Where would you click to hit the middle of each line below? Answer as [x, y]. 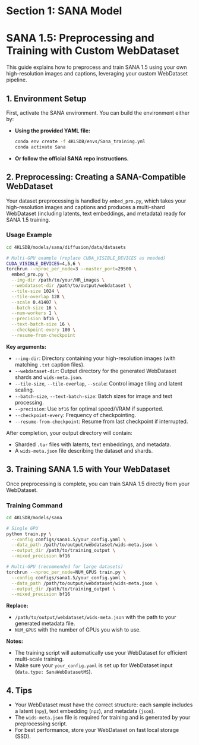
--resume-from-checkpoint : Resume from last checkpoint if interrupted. [101, 421]
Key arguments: [26, 346]
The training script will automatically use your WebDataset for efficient [101, 653]
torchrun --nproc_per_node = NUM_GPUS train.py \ [66, 572]
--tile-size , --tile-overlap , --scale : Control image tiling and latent [99, 383]
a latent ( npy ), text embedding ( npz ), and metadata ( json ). [85, 711]
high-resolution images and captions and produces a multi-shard [86, 207]
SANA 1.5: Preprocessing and [80, 38]
